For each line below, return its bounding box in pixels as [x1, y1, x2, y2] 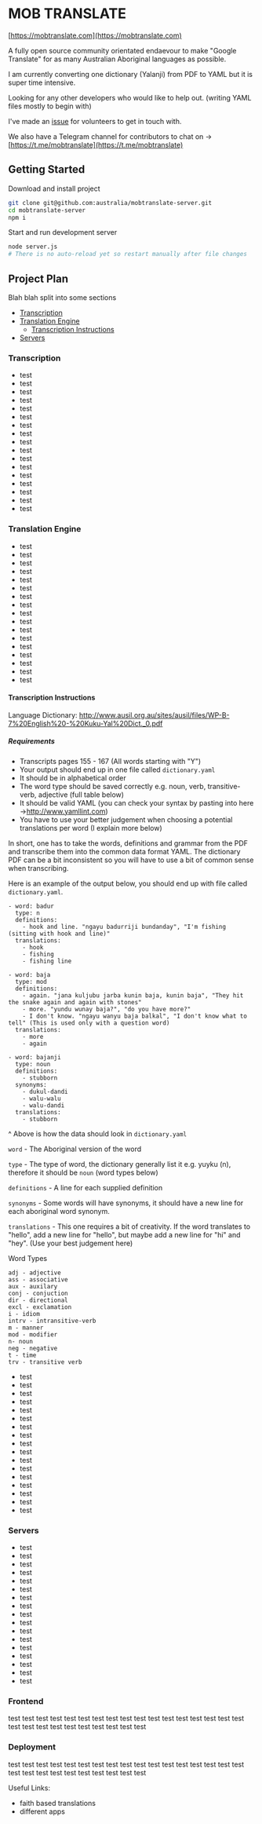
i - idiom [8, 1310, 41, 1318]
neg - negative [8, 1344, 58, 1352]
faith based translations [19, 1798, 96, 1808]
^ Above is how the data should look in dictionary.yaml [8, 1128, 187, 1139]
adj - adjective [8, 1269, 61, 1277]
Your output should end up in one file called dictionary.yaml [19, 765, 216, 774]
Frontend [8, 1695, 44, 1706]
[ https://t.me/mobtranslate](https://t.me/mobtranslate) [8, 140, 184, 149]
